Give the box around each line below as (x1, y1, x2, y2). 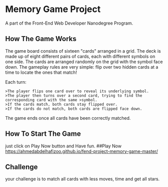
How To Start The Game (5, 129, 81, 138)
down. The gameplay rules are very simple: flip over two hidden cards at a (5, 64, 158, 70)
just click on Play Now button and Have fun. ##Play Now (5, 143, 122, 149)
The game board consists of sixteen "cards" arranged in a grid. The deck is (5, 48, 161, 54)
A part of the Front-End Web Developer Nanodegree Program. (5, 20, 133, 26)
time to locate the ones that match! (5, 69, 77, 75)
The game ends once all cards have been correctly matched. (5, 115, 131, 121)
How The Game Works (5, 35, 77, 43)
